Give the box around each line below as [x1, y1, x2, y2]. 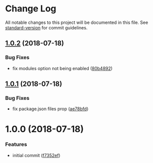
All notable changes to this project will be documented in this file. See [5, 19, 149, 25]
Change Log [5, 3, 56, 14]
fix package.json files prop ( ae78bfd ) [12, 106, 89, 112]
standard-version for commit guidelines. [5, 24, 88, 30]
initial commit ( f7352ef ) [12, 152, 61, 158]
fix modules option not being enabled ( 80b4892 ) [12, 65, 113, 71]
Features [5, 141, 27, 148]
